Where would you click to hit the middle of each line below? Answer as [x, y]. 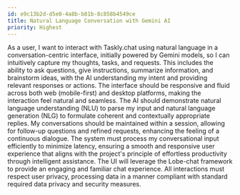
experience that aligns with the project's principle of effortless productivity [117, 154]
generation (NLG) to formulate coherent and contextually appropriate [109, 116]
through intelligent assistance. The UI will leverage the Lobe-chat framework [120, 161]
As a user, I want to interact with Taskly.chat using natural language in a [113, 48]
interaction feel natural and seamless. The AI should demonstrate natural [114, 101]
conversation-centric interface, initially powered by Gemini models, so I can [119, 55]
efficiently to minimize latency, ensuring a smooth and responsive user [111, 146]
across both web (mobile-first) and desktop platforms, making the [104, 93]
